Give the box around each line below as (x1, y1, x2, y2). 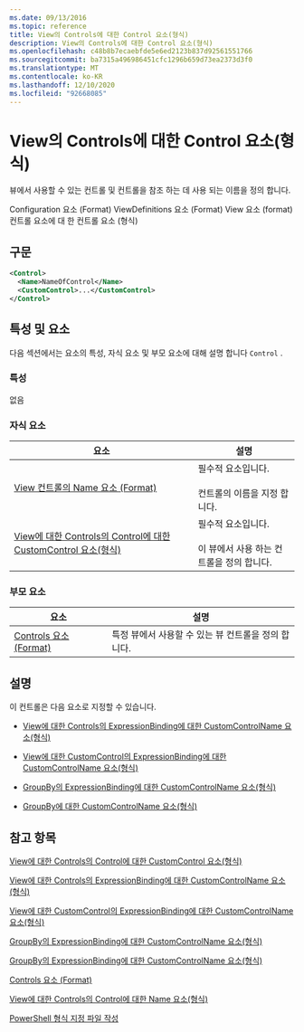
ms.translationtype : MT (9, 64, 100, 73)
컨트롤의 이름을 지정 (197, 488, 279, 500)
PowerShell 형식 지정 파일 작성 (9, 1013, 119, 1024)
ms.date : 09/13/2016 (9, 13, 88, 23)
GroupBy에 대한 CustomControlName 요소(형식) (22, 801, 197, 812)
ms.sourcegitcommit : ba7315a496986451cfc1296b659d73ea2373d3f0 (9, 55, 253, 64)
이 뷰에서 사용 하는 (197, 543, 272, 555)
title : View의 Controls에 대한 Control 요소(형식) (9, 30, 189, 39)
